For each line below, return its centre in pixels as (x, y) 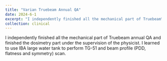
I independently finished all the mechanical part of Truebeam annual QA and (83, 38)
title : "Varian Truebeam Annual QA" (43, 10)
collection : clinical (28, 24)
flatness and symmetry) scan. (36, 54)
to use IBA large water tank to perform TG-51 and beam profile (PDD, (76, 48)
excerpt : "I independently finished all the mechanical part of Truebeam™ (84, 19)
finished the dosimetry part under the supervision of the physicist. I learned (83, 43)
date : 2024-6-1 (21, 14)
